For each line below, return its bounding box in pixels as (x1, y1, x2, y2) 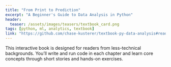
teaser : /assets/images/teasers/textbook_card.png (10, 21, 120, 27)
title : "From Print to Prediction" (5, 7, 81, 13)
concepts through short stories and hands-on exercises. (5, 56, 123, 61)
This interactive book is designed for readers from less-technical (5, 45, 141, 51)
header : (5, 17, 22, 22)
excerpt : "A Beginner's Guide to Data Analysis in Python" (5, 12, 133, 17)
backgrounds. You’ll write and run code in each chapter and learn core (5, 50, 154, 56)
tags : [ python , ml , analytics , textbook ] (5, 26, 95, 31)
